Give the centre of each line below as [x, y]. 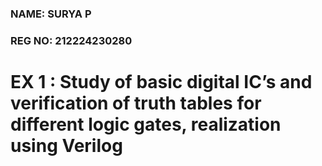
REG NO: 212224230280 [71, 40]
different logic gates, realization [146, 124]
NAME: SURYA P [51, 14]
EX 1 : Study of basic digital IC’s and [161, 82]
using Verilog [66, 146]
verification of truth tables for [136, 103]
